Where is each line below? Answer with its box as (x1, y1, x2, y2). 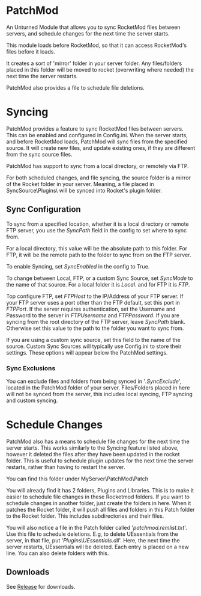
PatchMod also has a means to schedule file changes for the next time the (6, 438, 190, 445)
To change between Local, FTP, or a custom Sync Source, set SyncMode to (6, 275, 193, 282)
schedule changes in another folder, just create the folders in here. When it (6, 499, 191, 506)
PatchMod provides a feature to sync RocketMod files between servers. (6, 125, 184, 132)
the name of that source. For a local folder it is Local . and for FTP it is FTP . (6, 281, 190, 288)
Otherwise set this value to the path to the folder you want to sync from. (6, 324, 184, 332)
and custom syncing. (6, 397, 58, 404)
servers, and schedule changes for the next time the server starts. (6, 29, 170, 37)
